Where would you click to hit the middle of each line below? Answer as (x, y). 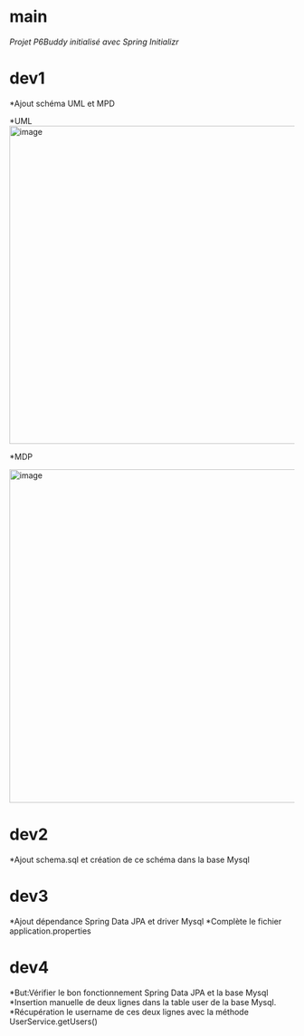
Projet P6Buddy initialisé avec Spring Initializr (94, 42)
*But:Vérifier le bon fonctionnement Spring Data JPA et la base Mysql (139, 993)
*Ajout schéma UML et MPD (62, 103)
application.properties (51, 931)
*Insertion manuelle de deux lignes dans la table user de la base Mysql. (143, 1002)
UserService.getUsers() (53, 1022)
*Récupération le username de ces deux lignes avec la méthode (129, 1012)
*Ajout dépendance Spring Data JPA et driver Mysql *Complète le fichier (146, 921)
